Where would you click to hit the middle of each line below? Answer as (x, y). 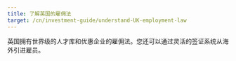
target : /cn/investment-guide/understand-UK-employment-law (97, 20)
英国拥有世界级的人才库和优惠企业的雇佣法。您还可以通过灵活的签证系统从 (115, 41)
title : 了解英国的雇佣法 (39, 14)
